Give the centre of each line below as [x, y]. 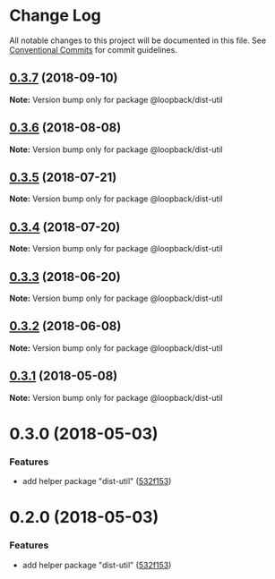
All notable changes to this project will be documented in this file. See [138, 40]
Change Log [55, 16]
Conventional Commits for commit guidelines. [93, 49]
